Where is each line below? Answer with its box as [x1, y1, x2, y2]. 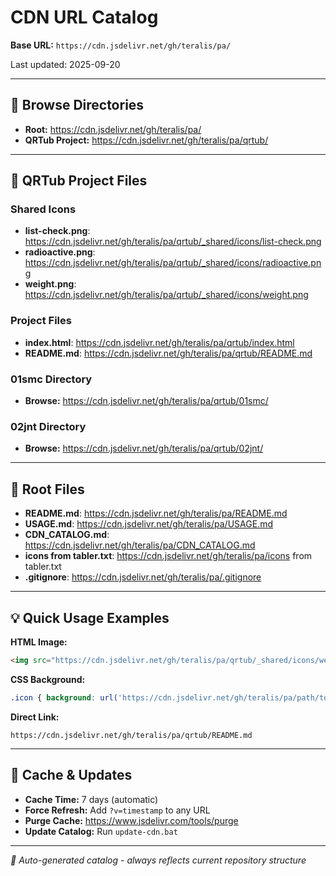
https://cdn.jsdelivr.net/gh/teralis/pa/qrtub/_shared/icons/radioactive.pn [24, 257, 322, 269]
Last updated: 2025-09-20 [10, 58, 121, 70]
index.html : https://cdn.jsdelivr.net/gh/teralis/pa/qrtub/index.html [24, 336, 295, 348]
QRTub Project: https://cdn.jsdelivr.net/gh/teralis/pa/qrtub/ [24, 134, 269, 146]
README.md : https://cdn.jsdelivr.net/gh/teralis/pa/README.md [24, 507, 288, 520]
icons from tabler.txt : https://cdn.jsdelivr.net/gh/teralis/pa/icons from [24, 550, 313, 562]
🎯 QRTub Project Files [10, 172, 148, 190]
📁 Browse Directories [10, 97, 145, 114]
